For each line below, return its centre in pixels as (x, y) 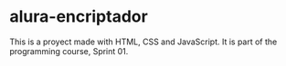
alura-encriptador (79, 17)
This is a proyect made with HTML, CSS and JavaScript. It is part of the (143, 42)
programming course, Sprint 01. (69, 51)
